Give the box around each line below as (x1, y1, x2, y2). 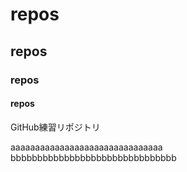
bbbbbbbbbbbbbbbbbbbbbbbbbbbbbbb (10, 151, 177, 163)
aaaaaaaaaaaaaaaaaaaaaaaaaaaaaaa (10, 141, 163, 153)
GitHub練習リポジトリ (10, 121, 101, 133)
